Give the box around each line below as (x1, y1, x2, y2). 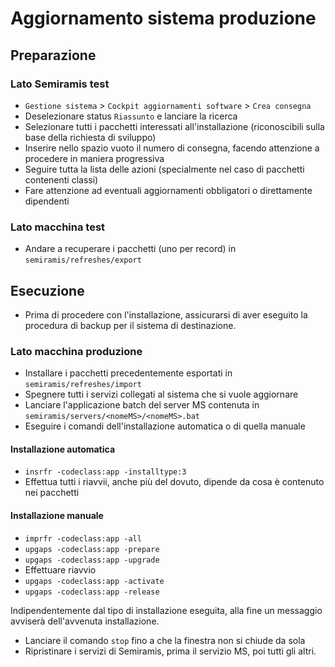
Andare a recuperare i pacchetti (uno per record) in (24, 243, 237, 255)
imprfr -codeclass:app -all (24, 533, 142, 544)
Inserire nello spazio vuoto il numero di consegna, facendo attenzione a (24, 142, 320, 154)
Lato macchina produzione (10, 344, 143, 358)
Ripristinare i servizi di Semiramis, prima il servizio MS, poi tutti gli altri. (24, 645, 317, 657)
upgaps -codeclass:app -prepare (24, 544, 160, 554)
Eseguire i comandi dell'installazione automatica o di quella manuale (24, 420, 306, 432)
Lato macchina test (10, 220, 106, 234)
